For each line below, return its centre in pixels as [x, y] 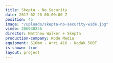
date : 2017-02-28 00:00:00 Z [36, 15]
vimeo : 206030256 [24, 29]
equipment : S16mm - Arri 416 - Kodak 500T [51, 43]
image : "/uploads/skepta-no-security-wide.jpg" [57, 24]
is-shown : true [21, 48]
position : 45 [19, 19]
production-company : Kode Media [40, 39]
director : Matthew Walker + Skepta [43, 34]
